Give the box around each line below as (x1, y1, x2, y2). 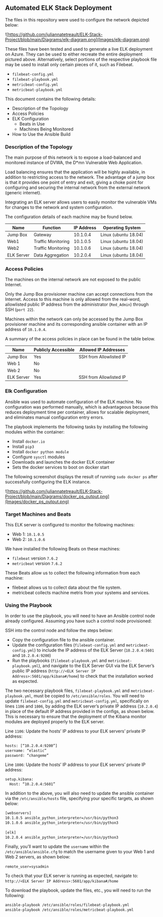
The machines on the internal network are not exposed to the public (5, 277, 141, 282)
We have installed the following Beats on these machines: (5, 546, 121, 552)
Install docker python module (12, 449, 69, 454)
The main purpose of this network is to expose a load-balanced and (5, 154, 141, 160)
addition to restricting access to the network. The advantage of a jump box (5, 174, 155, 180)
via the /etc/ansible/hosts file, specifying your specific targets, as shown (5, 796, 154, 802)
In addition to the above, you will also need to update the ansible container (5, 790, 154, 796)
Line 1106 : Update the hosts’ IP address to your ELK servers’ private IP (5, 728, 146, 734)
